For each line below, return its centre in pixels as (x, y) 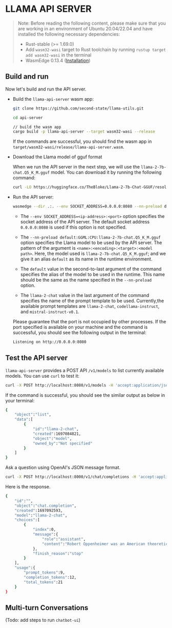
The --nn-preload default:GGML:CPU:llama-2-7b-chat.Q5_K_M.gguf (91, 237)
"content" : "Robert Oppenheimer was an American (93, 544)
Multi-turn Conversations (47, 608)
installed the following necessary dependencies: (69, 34)
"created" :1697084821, (57, 434)
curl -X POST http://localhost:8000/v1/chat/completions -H (71, 477)
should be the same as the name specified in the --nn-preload (86, 280)
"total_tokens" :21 (43, 582)
